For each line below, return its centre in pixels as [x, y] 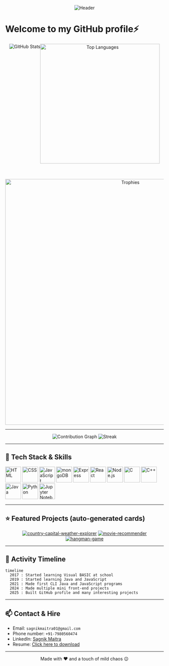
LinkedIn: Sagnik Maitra [37, 639]
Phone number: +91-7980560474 [45, 634]
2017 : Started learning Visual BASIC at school [62, 575]
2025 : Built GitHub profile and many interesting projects [74, 593]
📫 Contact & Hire [33, 613]
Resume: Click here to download [46, 644]
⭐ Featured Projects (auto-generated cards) [75, 519]
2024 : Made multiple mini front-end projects [59, 588]
